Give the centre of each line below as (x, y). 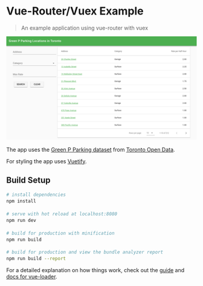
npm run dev (21, 220)
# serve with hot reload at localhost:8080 (62, 214)
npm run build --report (36, 259)
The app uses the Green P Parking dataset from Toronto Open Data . (91, 149)
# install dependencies (36, 195)
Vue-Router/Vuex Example (75, 11)
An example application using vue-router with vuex (85, 28)
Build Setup (28, 180)
